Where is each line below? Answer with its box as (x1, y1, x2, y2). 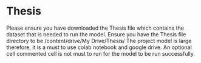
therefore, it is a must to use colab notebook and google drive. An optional (6, 44, 192, 51)
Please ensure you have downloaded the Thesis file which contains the (6, 24, 184, 31)
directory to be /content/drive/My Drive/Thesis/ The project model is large (6, 37, 192, 44)
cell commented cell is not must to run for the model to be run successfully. (6, 50, 196, 57)
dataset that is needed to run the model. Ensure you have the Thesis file (6, 30, 186, 38)
